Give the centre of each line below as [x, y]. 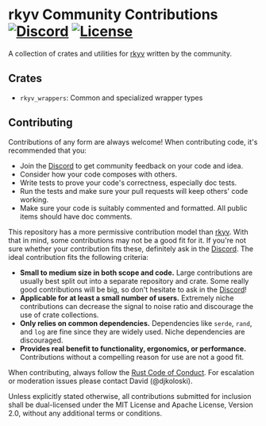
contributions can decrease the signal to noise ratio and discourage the [137, 306]
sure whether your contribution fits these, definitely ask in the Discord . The [131, 249]
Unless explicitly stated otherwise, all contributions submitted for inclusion [130, 396]
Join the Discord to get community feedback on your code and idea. [131, 165]
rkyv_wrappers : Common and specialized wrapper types [111, 98]
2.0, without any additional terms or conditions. [85, 413]
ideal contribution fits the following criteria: [79, 257]
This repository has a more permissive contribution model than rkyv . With [128, 231]
